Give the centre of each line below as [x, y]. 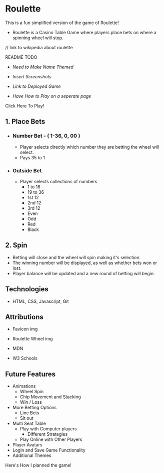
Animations [24, 386]
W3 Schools [25, 358]
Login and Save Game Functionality [49, 450]
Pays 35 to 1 [32, 157]
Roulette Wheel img [32, 339]
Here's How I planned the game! [38, 465]
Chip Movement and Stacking [50, 397]
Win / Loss [31, 402]
